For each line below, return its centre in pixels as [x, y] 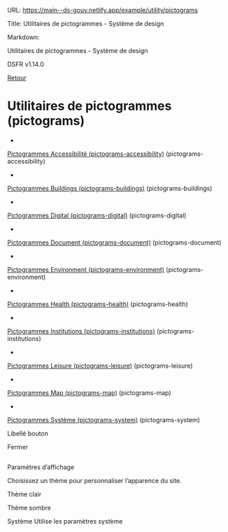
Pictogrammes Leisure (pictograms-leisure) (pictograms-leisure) [100, 366]
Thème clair [24, 494]
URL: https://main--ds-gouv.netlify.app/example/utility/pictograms [102, 10]
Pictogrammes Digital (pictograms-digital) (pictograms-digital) [97, 215]
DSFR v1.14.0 [26, 64]
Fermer [18, 447]
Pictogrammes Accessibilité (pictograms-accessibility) [86, 154]
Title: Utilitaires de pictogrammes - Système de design [86, 23]
